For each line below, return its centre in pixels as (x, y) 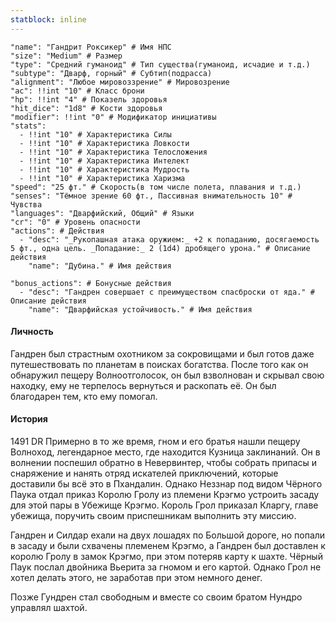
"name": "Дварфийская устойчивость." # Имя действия (140, 309)
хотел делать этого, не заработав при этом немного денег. (136, 578)
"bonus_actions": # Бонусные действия (91, 283)
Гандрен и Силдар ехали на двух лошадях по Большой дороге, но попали (168, 535)
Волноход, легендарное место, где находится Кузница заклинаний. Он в (165, 452)
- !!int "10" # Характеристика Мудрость (104, 169)
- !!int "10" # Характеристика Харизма (102, 178)
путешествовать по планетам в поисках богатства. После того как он (159, 364)
